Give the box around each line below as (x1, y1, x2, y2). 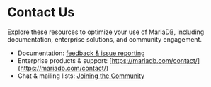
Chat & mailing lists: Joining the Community (17, 71, 145, 80)
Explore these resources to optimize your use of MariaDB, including (7, 28, 205, 36)
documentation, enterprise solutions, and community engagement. (7, 35, 202, 43)
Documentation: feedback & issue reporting (17, 49, 145, 57)
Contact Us (7, 4, 75, 21)
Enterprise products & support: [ (17, 56, 112, 64)
